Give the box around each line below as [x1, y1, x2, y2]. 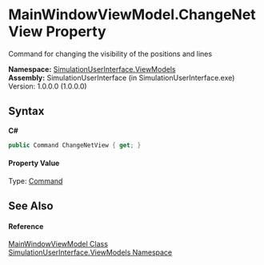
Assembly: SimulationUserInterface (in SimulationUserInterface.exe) [8, 73, 235, 82]
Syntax [8, 105, 45, 118]
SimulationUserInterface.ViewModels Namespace [8, 247, 173, 257]
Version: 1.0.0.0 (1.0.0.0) [8, 81, 87, 91]
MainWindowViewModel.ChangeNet [8, 6, 256, 24]
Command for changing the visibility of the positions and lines [8, 49, 213, 58]
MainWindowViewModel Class [8, 239, 108, 249]
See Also [8, 200, 54, 213]
